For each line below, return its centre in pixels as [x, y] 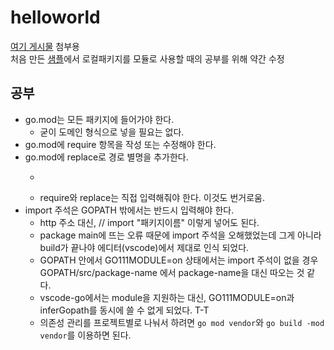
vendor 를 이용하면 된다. [85, 335]
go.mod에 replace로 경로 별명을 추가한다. [106, 157]
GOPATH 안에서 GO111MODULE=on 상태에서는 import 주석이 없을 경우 [179, 260]
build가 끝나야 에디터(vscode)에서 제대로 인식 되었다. [144, 247]
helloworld [55, 17]
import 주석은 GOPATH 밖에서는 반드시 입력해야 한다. [129, 210]
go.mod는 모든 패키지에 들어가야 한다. [99, 119]
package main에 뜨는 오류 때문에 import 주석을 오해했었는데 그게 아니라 [180, 235]
